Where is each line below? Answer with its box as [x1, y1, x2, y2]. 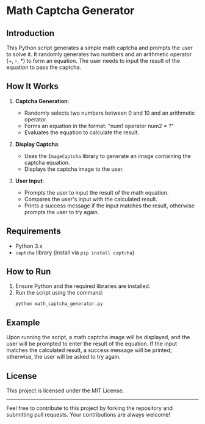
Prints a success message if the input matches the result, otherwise [24, 202, 195, 209]
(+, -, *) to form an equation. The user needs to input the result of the [6, 57, 181, 64]
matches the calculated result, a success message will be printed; [6, 347, 172, 354]
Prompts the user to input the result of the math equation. [24, 189, 169, 196]
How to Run [6, 267, 51, 277]
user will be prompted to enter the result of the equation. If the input [6, 340, 178, 348]
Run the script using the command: [15, 289, 104, 296]
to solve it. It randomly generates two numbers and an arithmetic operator [6, 51, 192, 58]
